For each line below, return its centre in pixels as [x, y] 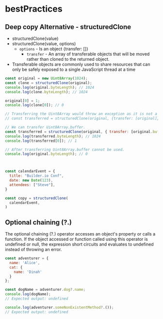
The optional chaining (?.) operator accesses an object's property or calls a [80, 234]
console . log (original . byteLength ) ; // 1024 [50, 87]
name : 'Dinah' [28, 272]
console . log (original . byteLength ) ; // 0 [47, 154]
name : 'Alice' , [25, 263]
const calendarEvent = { [30, 171]
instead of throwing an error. [33, 250]
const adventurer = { [27, 258]
